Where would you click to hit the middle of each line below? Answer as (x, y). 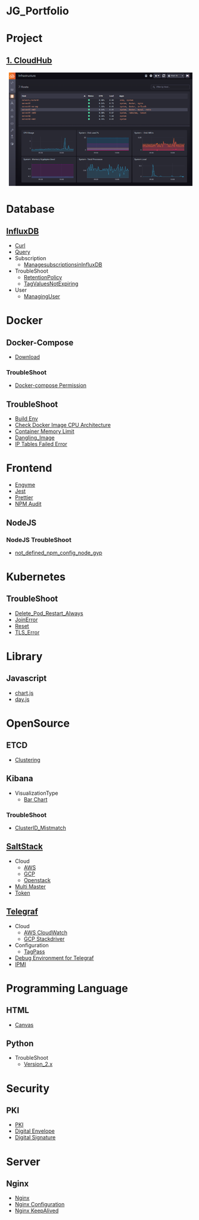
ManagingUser (42, 297)
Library (24, 657)
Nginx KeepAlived (37, 1211)
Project (24, 39)
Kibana (20, 779)
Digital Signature (35, 1137)
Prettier (24, 498)
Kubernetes (36, 577)
